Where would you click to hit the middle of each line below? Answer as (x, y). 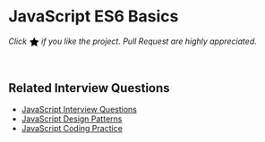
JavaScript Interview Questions (79, 109)
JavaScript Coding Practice (72, 128)
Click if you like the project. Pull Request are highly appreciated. (132, 41)
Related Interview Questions (90, 88)
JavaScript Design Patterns (72, 119)
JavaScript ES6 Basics (94, 17)
